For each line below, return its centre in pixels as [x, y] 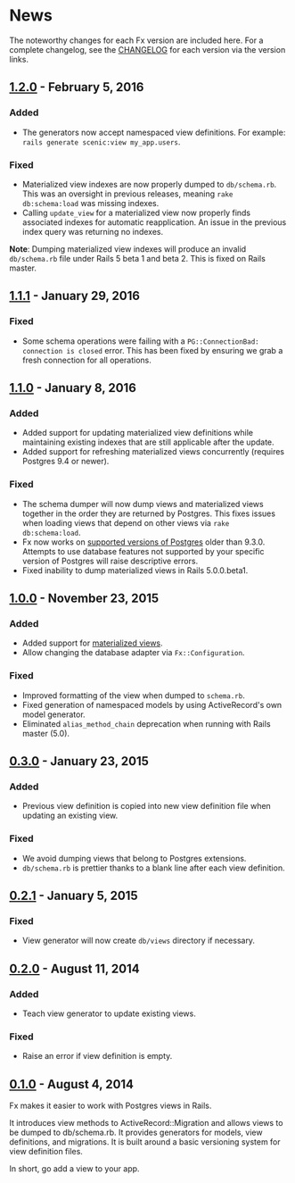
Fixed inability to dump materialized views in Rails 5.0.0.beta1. [135, 570]
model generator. [54, 714]
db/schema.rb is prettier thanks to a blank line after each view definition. [153, 868]
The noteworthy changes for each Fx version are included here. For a [136, 40]
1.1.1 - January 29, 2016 [75, 296]
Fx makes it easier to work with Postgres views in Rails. [111, 1106]
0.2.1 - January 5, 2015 [74, 895]
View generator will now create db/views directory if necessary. [139, 941]
